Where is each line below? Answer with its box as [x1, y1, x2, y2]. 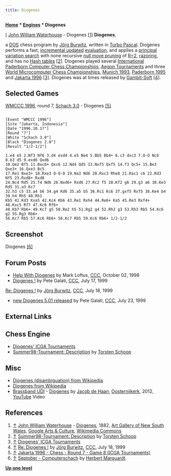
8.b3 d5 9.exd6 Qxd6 [5, 158, 50, 163]
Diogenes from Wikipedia [12, 383, 67, 389]
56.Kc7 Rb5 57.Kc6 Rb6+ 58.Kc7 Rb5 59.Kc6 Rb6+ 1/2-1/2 [5, 216, 127, 221]
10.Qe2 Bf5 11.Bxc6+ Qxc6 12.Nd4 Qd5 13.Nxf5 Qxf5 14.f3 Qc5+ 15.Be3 [5, 162, 157, 167]
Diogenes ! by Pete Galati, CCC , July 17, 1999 [12, 278, 108, 284]
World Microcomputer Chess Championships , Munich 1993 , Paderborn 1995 [5, 69, 166, 75]
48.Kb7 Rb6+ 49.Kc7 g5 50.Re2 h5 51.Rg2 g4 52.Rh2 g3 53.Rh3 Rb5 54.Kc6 [5, 207, 164, 212]
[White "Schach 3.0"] [5, 135, 52, 140]
